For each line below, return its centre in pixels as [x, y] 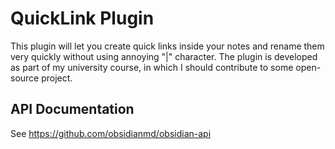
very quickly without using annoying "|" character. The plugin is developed [164, 56]
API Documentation [72, 109]
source [25, 78]
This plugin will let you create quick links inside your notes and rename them [167, 46]
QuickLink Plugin [82, 18]
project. [57, 78]
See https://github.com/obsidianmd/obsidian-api [111, 133]
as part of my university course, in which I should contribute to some [152, 67]
